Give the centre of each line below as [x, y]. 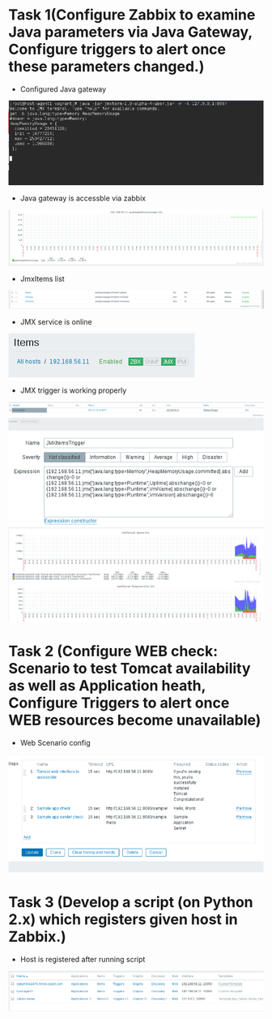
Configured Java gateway [63, 89]
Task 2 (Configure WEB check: [113, 651]
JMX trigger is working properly [73, 390]
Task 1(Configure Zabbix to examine [132, 15]
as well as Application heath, [107, 686]
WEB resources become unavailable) [135, 720]
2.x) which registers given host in [123, 919]
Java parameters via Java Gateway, [130, 32]
